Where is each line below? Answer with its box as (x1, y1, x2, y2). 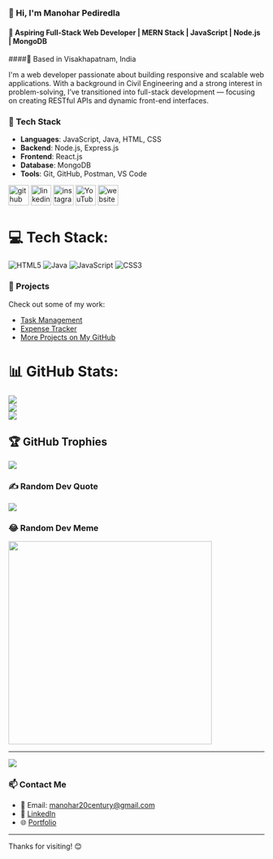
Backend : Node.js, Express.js (19, 143, 119, 153)
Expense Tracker (19, 323, 77, 333)
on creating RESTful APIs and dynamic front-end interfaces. (8, 96, 210, 106)
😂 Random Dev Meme (8, 522, 99, 533)
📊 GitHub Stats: (8, 362, 119, 380)
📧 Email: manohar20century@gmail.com (19, 800, 156, 810)
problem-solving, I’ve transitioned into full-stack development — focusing (8, 87, 255, 97)
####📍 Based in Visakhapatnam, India (8, 54, 136, 64)
